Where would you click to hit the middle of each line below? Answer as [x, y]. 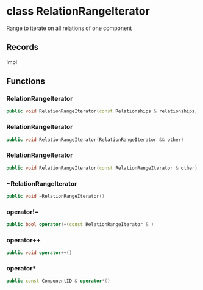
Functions [26, 82]
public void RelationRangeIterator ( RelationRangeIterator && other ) [95, 140]
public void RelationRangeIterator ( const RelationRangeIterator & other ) [102, 168]
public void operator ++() [39, 253]
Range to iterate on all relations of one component [69, 28]
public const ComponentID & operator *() [59, 281]
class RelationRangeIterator [78, 11]
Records [23, 47]
